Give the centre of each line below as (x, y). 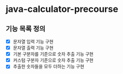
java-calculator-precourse (62, 9)
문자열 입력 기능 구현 (33, 41)
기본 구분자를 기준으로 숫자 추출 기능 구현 (53, 54)
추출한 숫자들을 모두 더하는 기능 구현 (48, 67)
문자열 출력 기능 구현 (33, 48)
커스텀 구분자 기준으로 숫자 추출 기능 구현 (53, 60)
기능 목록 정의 (26, 29)
